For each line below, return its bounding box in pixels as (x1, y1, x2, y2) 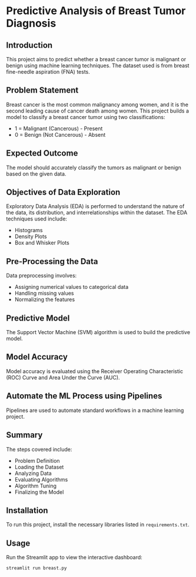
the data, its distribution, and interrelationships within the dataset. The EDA (6, 209, 188, 216)
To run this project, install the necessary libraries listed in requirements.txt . (6, 521, 190, 528)
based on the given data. (6, 170, 67, 177)
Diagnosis (6, 17, 57, 30)
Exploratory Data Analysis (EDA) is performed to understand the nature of (6, 203, 185, 210)
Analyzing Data (14, 470, 52, 477)
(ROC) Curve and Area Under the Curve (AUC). (6, 374, 120, 381)
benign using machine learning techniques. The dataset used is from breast (6, 62, 190, 69)
